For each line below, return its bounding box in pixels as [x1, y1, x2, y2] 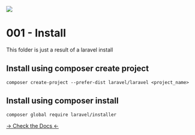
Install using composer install [6, 96, 119, 106]
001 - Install [6, 26, 66, 40]
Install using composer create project [6, 64, 149, 74]
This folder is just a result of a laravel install [6, 46, 113, 53]
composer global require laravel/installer [6, 112, 117, 118]
